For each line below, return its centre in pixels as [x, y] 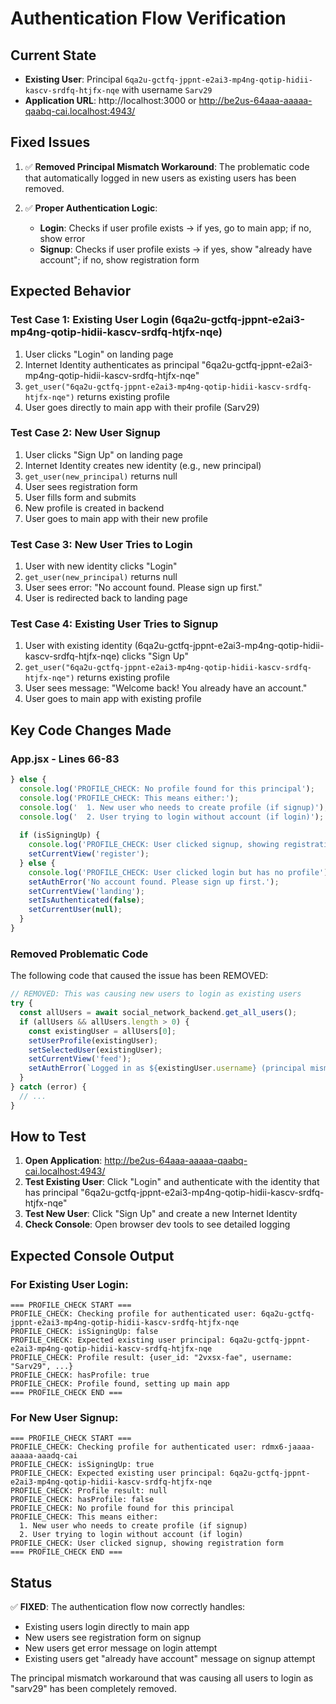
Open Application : [63, 1161]
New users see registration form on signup [113, 1638]
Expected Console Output [92, 1255]
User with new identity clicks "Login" [101, 566]
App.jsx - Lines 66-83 [65, 759]
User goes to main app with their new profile [116, 518]
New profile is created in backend [94, 508]
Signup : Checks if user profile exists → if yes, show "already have [176, 249]
